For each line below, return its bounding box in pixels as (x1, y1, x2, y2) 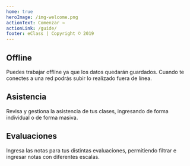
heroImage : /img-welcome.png (6, 14, 78, 20)
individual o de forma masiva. (6, 114, 78, 121)
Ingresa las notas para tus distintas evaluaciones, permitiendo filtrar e (6, 146, 177, 154)
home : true (6, 8, 33, 15)
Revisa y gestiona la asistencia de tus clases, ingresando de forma (6, 107, 169, 114)
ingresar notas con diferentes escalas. (6, 153, 100, 160)
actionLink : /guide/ (6, 25, 58, 31)
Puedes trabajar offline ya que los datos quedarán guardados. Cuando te (6, 68, 185, 75)
